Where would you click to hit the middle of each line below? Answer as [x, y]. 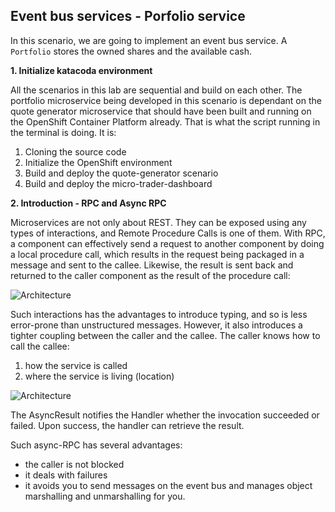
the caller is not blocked [74, 464]
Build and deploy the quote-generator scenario [121, 173]
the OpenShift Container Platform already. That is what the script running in [165, 121]
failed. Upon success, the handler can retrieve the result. [127, 425]
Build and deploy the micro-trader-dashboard [118, 183]
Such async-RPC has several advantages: [96, 445]
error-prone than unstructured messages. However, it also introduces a [156, 325]
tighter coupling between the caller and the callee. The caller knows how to [165, 335]
